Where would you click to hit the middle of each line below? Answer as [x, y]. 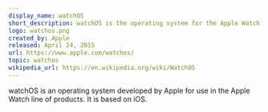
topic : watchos [34, 61]
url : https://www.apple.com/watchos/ [71, 53]
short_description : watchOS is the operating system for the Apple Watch [134, 23]
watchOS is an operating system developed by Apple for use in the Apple [129, 90]
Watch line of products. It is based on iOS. [78, 99]
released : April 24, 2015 [51, 46]
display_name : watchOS [46, 16]
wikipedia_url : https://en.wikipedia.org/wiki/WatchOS [102, 68]
